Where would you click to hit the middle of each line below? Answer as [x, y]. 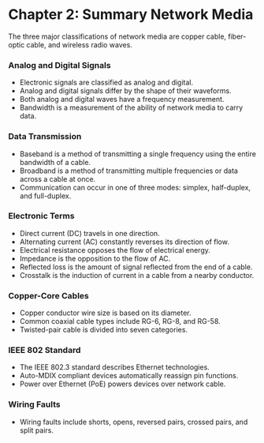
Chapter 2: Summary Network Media [131, 15]
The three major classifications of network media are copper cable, [117, 36]
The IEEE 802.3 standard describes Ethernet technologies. [115, 367]
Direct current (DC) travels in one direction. [89, 233]
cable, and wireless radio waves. [79, 44]
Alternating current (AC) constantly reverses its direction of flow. [125, 242]
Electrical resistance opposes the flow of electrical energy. [115, 250]
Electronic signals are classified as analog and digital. [106, 83]
